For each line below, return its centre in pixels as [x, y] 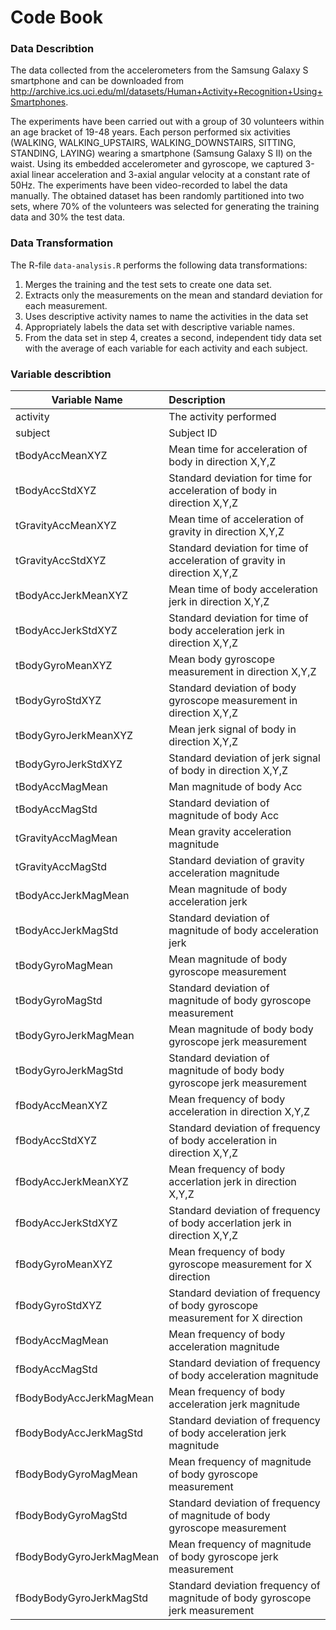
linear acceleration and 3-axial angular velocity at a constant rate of [171, 175]
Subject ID [193, 433]
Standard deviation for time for [240, 478]
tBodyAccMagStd [56, 809]
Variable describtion [61, 374]
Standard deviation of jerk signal [244, 758]
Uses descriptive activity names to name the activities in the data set [166, 316]
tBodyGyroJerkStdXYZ [69, 764]
